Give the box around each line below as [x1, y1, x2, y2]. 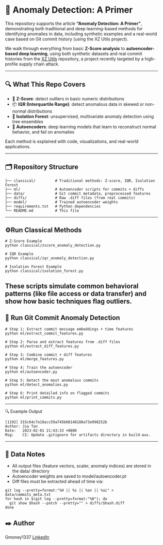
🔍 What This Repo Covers [5, 80, 86, 89]
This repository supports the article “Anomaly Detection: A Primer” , [5, 20, 142, 26]
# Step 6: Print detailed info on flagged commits [5, 390, 110, 395]
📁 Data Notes [5, 450, 45, 458]
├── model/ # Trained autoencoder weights [5, 199, 118, 204]
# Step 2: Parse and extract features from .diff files [5, 339, 120, 344]
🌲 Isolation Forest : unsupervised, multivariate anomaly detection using [12, 113, 154, 119]
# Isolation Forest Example [5, 264, 62, 270]
